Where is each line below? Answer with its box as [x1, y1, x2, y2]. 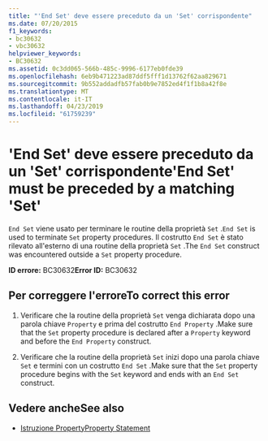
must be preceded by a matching [8, 179, 236, 198]
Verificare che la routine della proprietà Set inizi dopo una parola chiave [19, 352, 260, 361]
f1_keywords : [8, 27, 53, 35]
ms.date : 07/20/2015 [8, 19, 79, 28]
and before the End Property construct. [19, 336, 152, 346]
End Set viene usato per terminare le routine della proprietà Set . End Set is [8, 223, 256, 233]
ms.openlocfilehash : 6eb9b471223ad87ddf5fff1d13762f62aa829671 [8, 72, 227, 80]
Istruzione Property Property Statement [19, 423, 150, 433]
